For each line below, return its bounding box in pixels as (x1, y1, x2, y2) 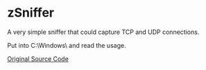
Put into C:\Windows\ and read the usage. (7, 41, 126, 49)
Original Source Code (7, 54, 69, 63)
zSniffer (7, 5, 54, 21)
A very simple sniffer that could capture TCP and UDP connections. (7, 28, 200, 36)
